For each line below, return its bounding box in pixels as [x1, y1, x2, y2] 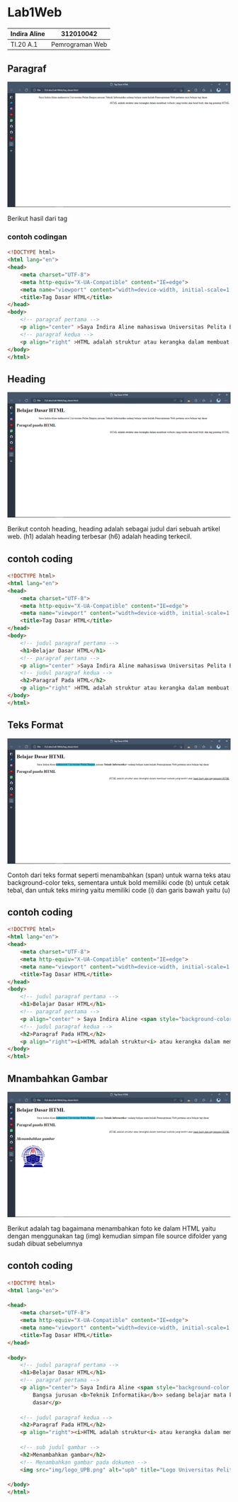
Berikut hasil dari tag [7, 214, 68, 222]
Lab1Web [7, 4, 62, 21]
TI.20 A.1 [10, 40, 38, 48]
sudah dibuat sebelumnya [7, 1239, 83, 1248]
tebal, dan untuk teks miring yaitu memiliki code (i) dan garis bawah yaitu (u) [7, 886, 231, 894]
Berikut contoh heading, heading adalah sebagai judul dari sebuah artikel [7, 525, 221, 533]
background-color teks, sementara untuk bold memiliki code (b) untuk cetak [7, 878, 230, 886]
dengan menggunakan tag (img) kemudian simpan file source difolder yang [7, 1231, 227, 1240]
